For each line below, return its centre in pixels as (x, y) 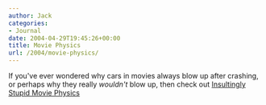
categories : (28, 23)
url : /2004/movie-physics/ (54, 53)
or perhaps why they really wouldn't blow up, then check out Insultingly (127, 84)
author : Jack (30, 16)
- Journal (25, 30)
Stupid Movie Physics (44, 93)
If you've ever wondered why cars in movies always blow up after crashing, (134, 76)
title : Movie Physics (45, 46)
